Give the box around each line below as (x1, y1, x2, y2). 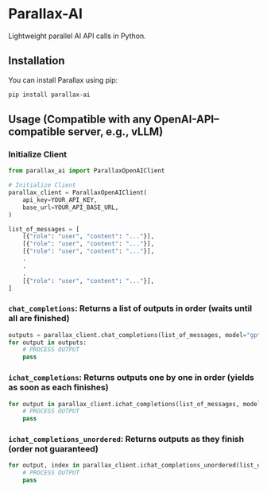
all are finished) (8, 313, 70, 324)
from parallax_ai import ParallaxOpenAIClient (8, 167, 165, 175)
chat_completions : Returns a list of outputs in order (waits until (8, 303, 253, 314)
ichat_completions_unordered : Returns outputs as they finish (8, 434, 245, 445)
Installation (8, 54, 65, 68)
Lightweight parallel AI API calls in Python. (8, 31, 146, 41)
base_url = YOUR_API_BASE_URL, (22, 203, 119, 211)
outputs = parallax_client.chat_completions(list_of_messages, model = (8, 331, 247, 339)
